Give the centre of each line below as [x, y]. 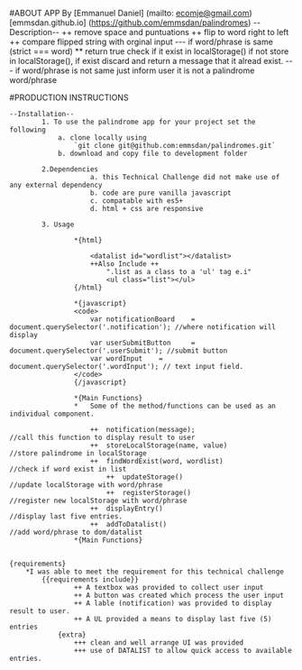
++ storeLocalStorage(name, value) [159, 445]
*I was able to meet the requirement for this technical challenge [155, 572]
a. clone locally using [102, 138]
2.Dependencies [70, 170]
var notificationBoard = [142, 319]
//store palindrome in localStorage [78, 454]
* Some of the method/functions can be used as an [175, 406]
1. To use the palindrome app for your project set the [149, 122]
